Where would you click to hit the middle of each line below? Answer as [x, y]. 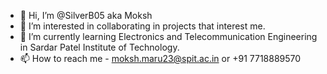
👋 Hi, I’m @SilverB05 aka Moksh [86, 15]
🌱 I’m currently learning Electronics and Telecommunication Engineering [168, 36]
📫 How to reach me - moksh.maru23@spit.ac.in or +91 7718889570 [160, 58]
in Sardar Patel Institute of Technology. [99, 47]
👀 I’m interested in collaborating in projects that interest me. [142, 26]
